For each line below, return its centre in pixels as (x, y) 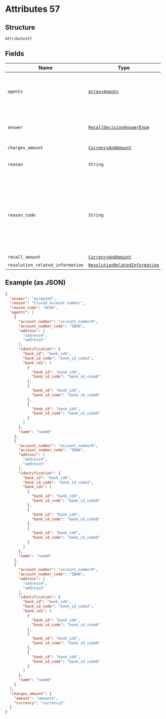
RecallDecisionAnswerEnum (119, 127)
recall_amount (24, 257)
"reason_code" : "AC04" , (34, 308)
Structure (20, 27)
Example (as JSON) (35, 283)
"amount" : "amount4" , (36, 698)
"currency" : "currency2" (40, 703)
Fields (15, 54)
